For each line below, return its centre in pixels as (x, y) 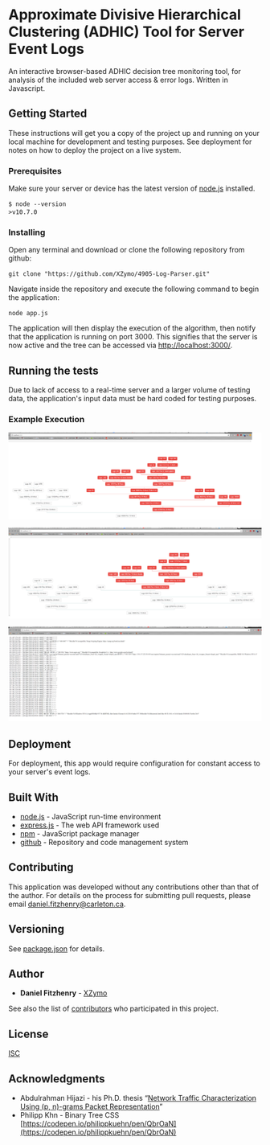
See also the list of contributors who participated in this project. (114, 1009)
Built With (33, 797)
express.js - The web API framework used (90, 825)
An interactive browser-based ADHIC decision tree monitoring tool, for (125, 71)
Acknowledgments (57, 1079)
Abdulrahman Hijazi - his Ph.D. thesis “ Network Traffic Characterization (138, 1098)
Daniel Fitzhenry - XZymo (63, 993)
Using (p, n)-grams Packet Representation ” (91, 1106)
